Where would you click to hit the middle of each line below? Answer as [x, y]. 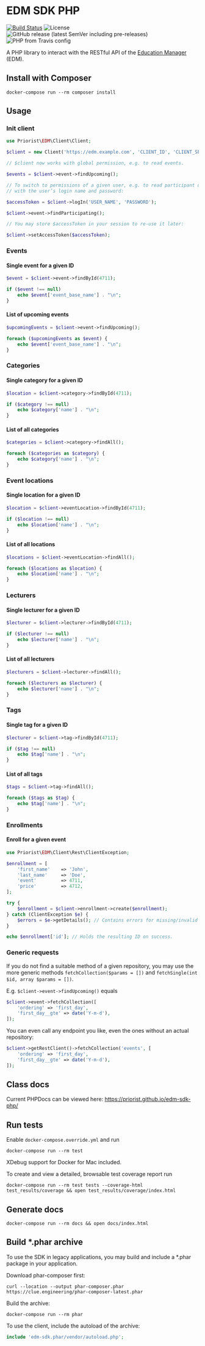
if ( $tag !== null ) [31, 749]
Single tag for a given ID [37, 725]
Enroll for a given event [36, 839]
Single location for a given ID [43, 495]
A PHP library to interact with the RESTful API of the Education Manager [97, 52]
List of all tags [24, 774]
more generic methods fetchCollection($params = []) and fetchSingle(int [102, 972]
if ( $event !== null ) [34, 289]
